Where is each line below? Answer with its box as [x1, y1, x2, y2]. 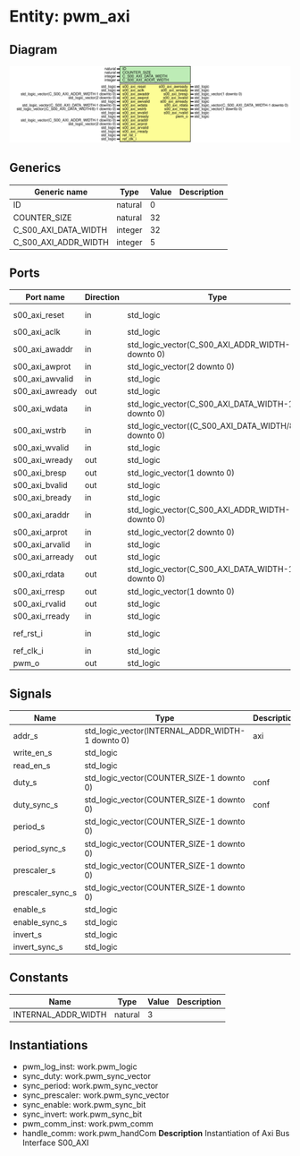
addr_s [12, 730, 38, 741]
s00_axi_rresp [12, 586, 65, 596]
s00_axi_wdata [12, 403, 69, 414]
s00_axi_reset [12, 309, 65, 320]
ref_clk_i [12, 645, 44, 655]
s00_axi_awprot [12, 361, 71, 372]
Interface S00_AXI [21, 1137, 89, 1148]
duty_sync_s [12, 799, 59, 809]
